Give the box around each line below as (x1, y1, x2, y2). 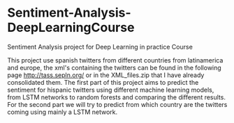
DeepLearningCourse (7, 19, 135, 35)
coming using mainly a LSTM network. (7, 108, 118, 116)
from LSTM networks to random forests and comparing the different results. (7, 92, 226, 101)
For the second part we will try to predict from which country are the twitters (7, 100, 228, 108)
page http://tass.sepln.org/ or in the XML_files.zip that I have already (7, 71, 205, 79)
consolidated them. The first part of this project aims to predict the (7, 78, 199, 86)
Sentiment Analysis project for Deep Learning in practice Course (7, 42, 193, 51)
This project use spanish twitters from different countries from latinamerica (7, 56, 224, 64)
